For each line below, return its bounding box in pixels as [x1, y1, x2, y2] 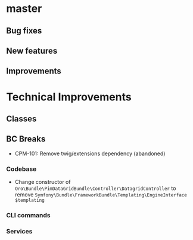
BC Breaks [6, 134, 46, 144]
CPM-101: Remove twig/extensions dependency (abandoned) [14, 150, 166, 157]
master [6, 2, 42, 16]
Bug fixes [6, 26, 42, 36]
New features [6, 45, 58, 56]
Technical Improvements [6, 90, 132, 103]
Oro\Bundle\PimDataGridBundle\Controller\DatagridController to [14, 184, 176, 192]
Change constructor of [14, 179, 71, 186]
